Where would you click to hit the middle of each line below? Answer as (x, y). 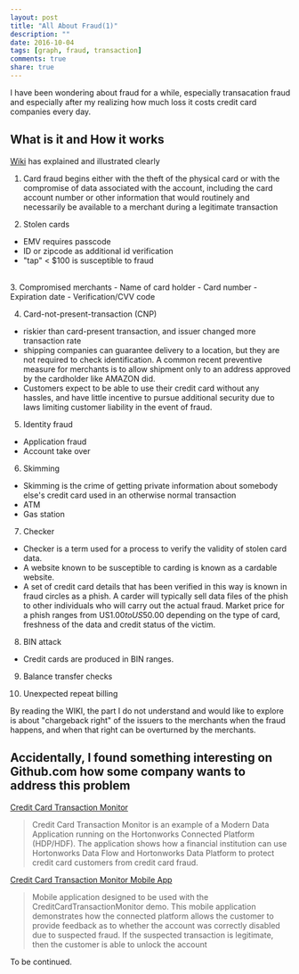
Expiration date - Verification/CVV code (83, 296)
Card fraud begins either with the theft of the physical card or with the (151, 178)
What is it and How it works (87, 140)
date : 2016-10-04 (42, 42)
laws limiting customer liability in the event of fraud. (117, 407)
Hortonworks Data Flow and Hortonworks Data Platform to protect (153, 853)
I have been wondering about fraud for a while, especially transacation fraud (150, 92)
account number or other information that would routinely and (136, 197)
